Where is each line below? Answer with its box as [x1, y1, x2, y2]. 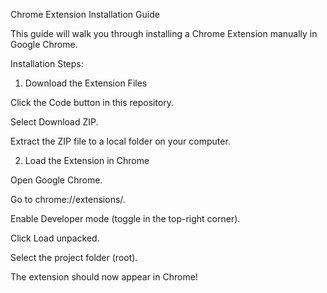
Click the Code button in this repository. [10, 97, 175, 108]
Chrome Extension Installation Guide [10, 9, 160, 20]
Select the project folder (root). [10, 252, 138, 263]
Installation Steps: [10, 58, 84, 69]
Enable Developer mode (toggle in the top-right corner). [10, 213, 241, 224]
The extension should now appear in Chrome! [10, 271, 198, 283]
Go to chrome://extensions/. [10, 194, 126, 205]
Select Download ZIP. [10, 116, 99, 128]
